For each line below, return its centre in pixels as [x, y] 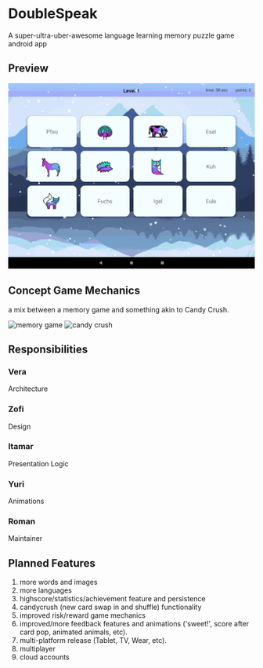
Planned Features [52, 563]
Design [20, 426]
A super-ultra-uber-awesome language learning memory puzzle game [121, 35]
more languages [45, 590]
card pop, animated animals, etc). [73, 632]
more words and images [58, 582]
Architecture [28, 389]
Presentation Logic [38, 463]
